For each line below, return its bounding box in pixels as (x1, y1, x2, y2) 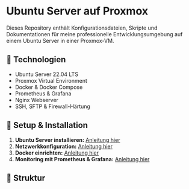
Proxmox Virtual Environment (14, 77, 87, 84)
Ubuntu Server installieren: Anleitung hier (14, 136, 120, 143)
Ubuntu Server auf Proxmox (6, 4, 149, 18)
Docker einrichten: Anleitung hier (14, 149, 99, 156)
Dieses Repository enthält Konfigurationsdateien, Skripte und (6, 24, 158, 31)
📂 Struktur (6, 173, 46, 183)
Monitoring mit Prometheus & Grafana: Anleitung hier (14, 155, 150, 162)
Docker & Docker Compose (14, 83, 83, 91)
